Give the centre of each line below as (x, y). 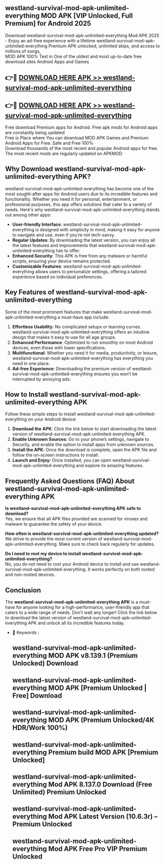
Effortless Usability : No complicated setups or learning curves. (77, 326)
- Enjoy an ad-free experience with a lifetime (50, 40)
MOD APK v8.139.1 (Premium (93, 656)
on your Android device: (52, 419)
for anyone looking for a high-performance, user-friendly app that (83, 607)
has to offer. (68, 251)
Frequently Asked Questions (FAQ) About (70, 481)
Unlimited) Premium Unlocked (59, 792)
